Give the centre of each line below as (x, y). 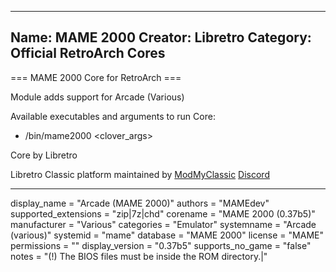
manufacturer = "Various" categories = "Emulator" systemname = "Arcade (163, 224)
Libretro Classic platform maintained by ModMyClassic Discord (140, 174)
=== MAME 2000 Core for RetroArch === (96, 77)
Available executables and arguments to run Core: (113, 116)
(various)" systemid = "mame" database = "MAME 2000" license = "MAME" (167, 235)
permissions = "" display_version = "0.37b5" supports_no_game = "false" (161, 245)
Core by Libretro (44, 155)
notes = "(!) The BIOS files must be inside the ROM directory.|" (139, 256)
